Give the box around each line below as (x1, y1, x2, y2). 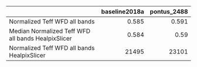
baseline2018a (101, 8, 145, 15)
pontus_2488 (150, 8, 188, 15)
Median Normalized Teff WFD (9, 27, 91, 35)
